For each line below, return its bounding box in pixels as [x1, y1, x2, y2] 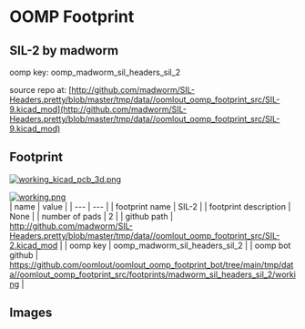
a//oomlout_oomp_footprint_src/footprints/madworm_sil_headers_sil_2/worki [9, 269, 296, 280]
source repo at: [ [9, 85, 72, 95]
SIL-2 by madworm [9, 43, 119, 58]
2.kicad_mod [9, 240, 58, 251]
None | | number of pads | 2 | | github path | [9, 211, 174, 221]
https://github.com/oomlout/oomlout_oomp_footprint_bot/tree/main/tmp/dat [9, 259, 294, 270]
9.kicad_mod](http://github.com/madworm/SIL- [9, 104, 187, 115]
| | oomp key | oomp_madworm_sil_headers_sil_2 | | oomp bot [59, 240, 291, 251]
